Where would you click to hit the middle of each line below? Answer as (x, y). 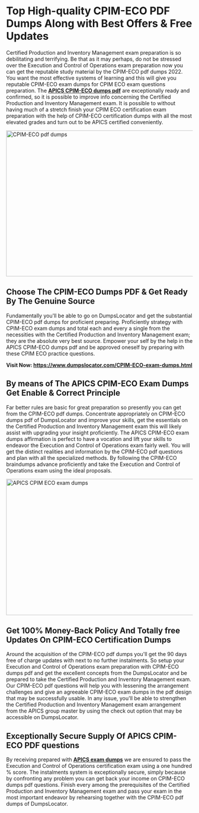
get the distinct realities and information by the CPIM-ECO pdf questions (94, 451)
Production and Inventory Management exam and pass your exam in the (94, 791)
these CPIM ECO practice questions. (51, 353)
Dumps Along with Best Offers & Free (99, 23)
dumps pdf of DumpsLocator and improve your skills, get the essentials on (97, 420)
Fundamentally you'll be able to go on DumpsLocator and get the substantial (99, 316)
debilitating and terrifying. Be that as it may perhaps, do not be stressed (94, 59)
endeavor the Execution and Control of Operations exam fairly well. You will (98, 445)
